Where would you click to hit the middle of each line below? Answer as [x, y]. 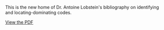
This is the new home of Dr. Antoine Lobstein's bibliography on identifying [82, 7]
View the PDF [19, 22]
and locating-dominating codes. [38, 12]
